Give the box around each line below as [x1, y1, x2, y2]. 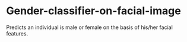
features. [6, 30, 28, 37]
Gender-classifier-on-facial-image [6, 4, 181, 18]
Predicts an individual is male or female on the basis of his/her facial [6, 24, 173, 31]
